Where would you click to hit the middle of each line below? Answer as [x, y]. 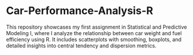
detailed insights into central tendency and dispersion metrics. [81, 46]
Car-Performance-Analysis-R [80, 11]
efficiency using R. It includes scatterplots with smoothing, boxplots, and [94, 39]
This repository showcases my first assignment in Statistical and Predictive [97, 27]
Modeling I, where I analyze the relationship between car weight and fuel [94, 33]
